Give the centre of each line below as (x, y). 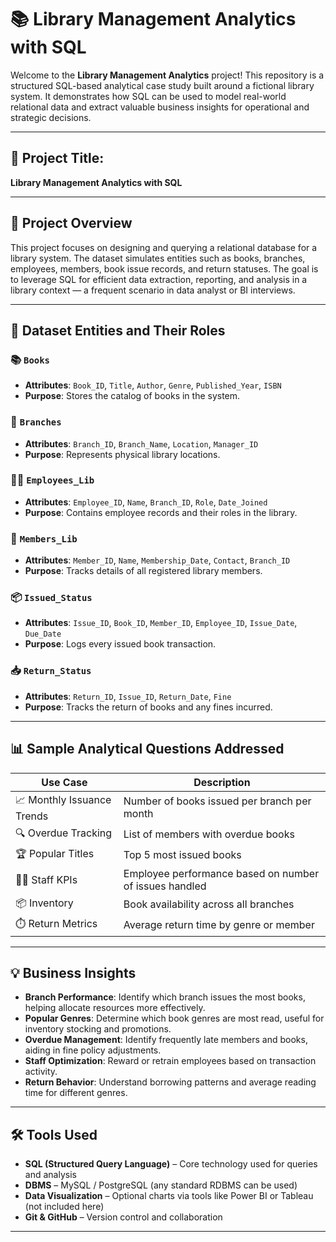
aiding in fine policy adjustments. (93, 1050)
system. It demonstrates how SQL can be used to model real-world (148, 96)
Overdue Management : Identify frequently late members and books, (166, 1040)
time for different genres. (76, 1093)
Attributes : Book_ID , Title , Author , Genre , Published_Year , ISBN (153, 385)
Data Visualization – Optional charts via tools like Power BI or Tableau (169, 1196)
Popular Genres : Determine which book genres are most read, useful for (174, 1018)
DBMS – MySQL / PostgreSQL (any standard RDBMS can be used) (161, 1185)
